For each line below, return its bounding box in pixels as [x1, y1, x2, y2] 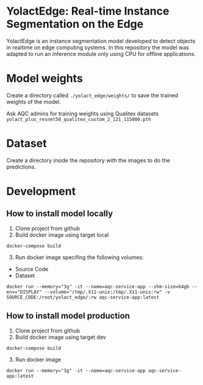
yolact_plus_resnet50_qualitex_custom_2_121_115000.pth [6, 116, 151, 122]
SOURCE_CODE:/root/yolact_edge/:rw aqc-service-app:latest [6, 294, 160, 300]
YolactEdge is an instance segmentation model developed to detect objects [6, 37, 196, 44]
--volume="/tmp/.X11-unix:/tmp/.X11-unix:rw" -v [45, 289, 171, 295]
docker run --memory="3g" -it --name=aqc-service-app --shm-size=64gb [6, 283, 190, 290]
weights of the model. [6, 98, 61, 105]
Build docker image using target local [15, 231, 109, 238]
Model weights [6, 72, 84, 86]
